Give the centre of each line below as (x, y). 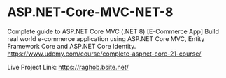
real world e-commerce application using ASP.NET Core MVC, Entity (106, 38)
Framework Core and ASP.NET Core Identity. (72, 46)
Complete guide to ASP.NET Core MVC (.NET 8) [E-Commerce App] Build (113, 31)
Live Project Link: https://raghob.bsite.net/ (68, 67)
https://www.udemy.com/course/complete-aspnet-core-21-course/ (104, 54)
